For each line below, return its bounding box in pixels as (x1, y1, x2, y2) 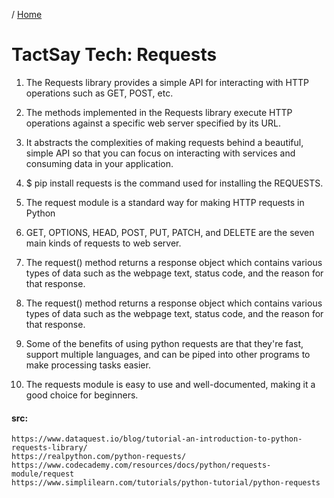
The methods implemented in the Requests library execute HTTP (25, 106, 293, 118)
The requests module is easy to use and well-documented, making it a (25, 378, 316, 390)
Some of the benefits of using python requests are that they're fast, (25, 337, 304, 349)
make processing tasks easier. (25, 359, 151, 371)
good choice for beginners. (25, 389, 139, 401)
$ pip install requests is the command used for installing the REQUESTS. (25, 177, 324, 189)
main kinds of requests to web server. (25, 237, 182, 249)
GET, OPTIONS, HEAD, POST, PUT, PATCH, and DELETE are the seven (25, 226, 315, 238)
